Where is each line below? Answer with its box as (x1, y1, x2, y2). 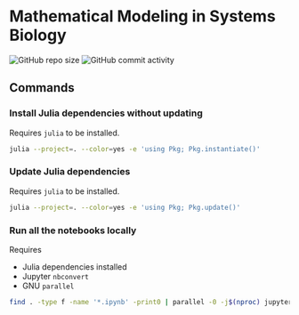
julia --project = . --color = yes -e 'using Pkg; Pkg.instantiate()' (9, 144, 261, 153)
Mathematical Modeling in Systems (9, 6, 276, 27)
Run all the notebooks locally (9, 224, 137, 237)
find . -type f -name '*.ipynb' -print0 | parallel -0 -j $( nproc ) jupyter (9, 297, 293, 306)
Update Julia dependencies (9, 166, 131, 178)
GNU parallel (21, 280, 75, 291)
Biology (9, 25, 67, 45)
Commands (9, 80, 76, 95)
